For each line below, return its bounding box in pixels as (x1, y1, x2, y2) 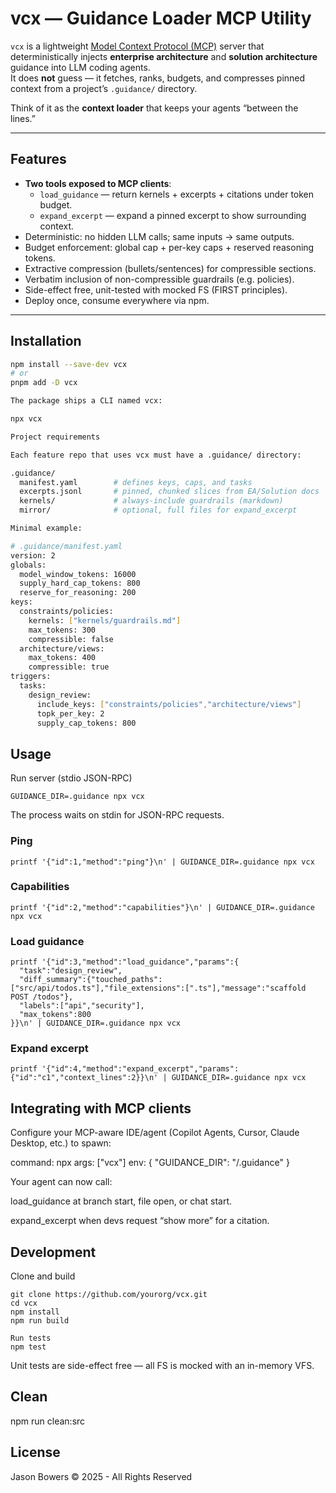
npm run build (10, 1316, 70, 1326)
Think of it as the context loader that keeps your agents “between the (10, 102, 299, 114)
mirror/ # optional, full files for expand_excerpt (19, 505, 298, 516)
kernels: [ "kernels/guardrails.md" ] (28, 615, 182, 626)
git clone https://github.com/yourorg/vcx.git (10, 1290, 208, 1300)
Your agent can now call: (10, 1176, 113, 1188)
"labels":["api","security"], (19, 1001, 145, 1011)
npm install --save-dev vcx (10, 359, 128, 369)
